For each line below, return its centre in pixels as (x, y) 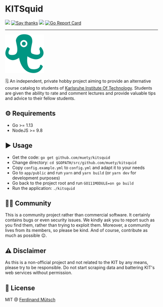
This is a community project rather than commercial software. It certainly (78, 215)
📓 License (20, 288)
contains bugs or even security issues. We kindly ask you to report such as (80, 220)
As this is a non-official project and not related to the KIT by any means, (77, 262)
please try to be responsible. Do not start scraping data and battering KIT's (80, 268)
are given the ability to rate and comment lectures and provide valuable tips (81, 93)
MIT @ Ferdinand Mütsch (30, 299)
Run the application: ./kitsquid (43, 188)
